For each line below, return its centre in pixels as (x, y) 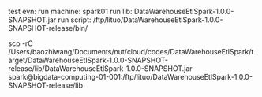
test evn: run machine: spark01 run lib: (70, 11)
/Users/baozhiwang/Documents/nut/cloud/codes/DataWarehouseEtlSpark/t (131, 52)
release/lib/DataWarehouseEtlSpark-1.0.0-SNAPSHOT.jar (100, 69)
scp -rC (21, 43)
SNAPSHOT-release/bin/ (48, 28)
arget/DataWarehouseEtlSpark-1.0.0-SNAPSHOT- (88, 60)
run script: (75, 20)
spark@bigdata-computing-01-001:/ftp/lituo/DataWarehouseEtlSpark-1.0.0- (130, 77)
